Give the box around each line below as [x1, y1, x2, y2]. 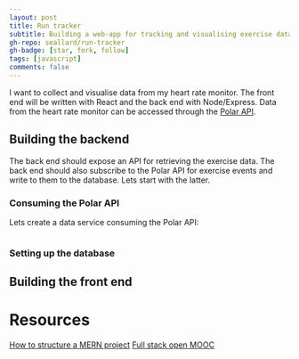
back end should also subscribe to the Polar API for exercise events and [9, 165, 273, 175]
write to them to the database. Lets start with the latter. [9, 175, 211, 185]
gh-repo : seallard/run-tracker [9, 37, 125, 47]
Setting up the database [9, 247, 116, 259]
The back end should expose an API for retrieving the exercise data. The [9, 155, 275, 166]
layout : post [9, 12, 58, 22]
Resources [9, 310, 91, 330]
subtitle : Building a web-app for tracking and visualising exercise [9, 29, 273, 38]
